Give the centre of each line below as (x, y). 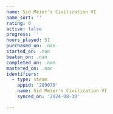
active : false (24, 29)
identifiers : (23, 74)
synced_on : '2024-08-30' (49, 96)
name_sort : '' (24, 18)
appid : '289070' (38, 85)
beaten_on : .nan (27, 57)
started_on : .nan (28, 52)
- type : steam (29, 79)
